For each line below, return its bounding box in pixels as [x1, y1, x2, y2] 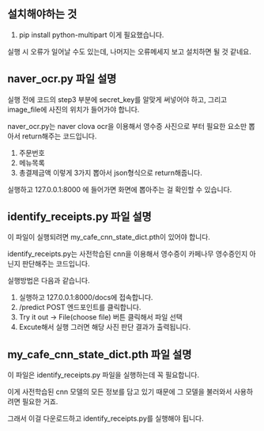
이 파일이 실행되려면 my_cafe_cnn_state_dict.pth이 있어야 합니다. [7, 233, 211, 242]
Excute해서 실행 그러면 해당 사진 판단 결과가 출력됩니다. [18, 323, 191, 332]
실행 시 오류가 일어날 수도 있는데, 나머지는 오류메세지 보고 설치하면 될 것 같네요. [7, 47, 252, 56]
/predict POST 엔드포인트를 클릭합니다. [18, 303, 141, 312]
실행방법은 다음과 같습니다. [7, 276, 90, 285]
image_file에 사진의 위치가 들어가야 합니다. [7, 104, 140, 114]
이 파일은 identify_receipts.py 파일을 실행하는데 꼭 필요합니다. [7, 370, 200, 380]
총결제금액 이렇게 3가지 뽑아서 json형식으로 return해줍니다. [18, 168, 202, 177]
